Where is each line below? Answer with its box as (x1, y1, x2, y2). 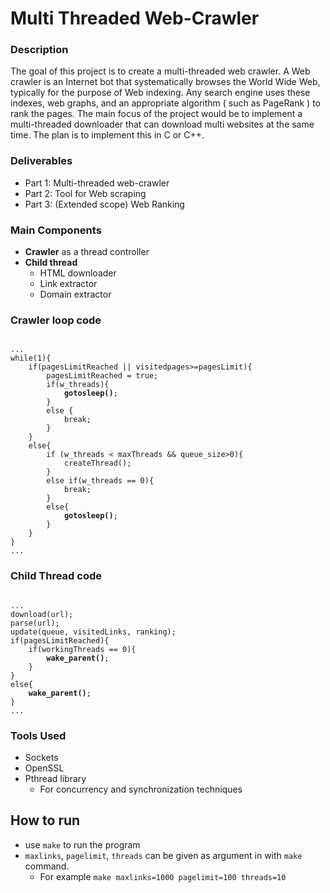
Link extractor (39, 278, 98, 290)
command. (24, 860, 70, 872)
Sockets (24, 751, 59, 763)
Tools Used (10, 728, 67, 742)
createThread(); (63, 458, 132, 469)
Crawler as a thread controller (24, 246, 150, 258)
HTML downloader (39, 267, 117, 279)
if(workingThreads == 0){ (28, 644, 137, 654)
